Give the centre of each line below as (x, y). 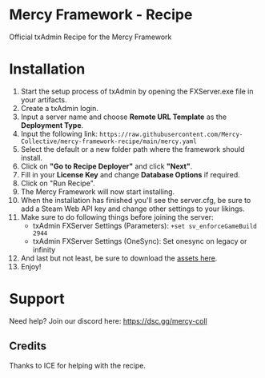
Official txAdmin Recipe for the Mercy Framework (90, 37)
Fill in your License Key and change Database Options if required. (130, 174)
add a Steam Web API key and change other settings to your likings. (132, 209)
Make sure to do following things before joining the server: (117, 217)
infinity (44, 249)
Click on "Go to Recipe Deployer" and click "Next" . (106, 166)
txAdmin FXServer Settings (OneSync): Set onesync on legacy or (140, 241)
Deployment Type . (52, 125)
